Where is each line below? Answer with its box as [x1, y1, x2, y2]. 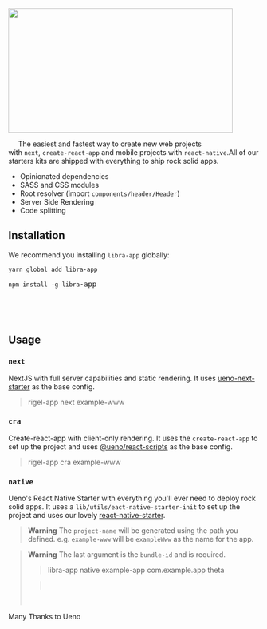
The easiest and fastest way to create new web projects [18, 139, 202, 149]
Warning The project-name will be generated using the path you [27, 526, 238, 535]
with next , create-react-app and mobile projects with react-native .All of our [8, 148, 259, 157]
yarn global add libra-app [8, 265, 98, 273]
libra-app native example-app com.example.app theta [47, 565, 225, 575]
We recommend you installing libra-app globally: [8, 249, 170, 260]
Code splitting [19, 205, 66, 215]
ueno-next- [218, 373, 255, 383]
